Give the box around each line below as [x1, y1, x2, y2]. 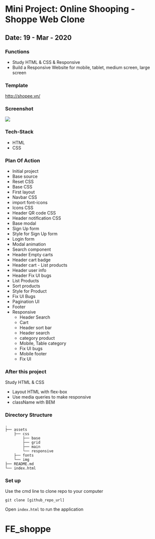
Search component [12, 246, 52, 252]
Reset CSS [12, 179, 34, 185]
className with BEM [12, 399, 55, 405]
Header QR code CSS [12, 210, 56, 216]
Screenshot [5, 106, 33, 112]
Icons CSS [12, 205, 33, 211]
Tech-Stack [5, 129, 34, 135]
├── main [23, 444, 41, 449]
